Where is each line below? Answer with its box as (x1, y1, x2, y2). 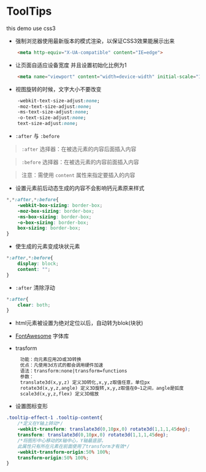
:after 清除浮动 (15, 284, 55, 291)
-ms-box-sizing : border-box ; (17, 213, 92, 220)
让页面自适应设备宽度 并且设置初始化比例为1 (15, 61, 127, 69)
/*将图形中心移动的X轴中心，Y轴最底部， (17, 437, 106, 444)
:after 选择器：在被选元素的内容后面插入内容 (21, 145, 137, 153)
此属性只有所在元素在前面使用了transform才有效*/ (17, 443, 130, 449)
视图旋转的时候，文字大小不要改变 (15, 85, 102, 93)
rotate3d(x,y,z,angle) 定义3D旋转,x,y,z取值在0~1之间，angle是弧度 (20, 385, 184, 391)
